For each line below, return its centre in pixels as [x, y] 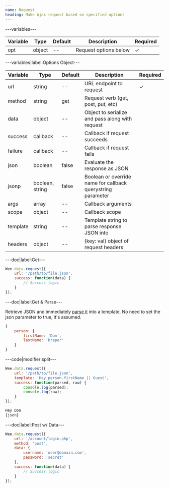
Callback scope [103, 212]
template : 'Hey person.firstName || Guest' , [62, 378]
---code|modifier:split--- [31, 359]
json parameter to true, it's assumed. [43, 317]
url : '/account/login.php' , [44, 439]
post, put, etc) [101, 104]
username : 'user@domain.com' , [55, 453]
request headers [104, 247]
